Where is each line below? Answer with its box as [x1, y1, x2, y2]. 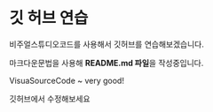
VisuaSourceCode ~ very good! [9, 75, 124, 86]
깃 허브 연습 [9, 8, 89, 28]
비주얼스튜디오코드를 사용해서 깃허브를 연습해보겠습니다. [9, 39, 204, 49]
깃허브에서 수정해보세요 [9, 93, 91, 104]
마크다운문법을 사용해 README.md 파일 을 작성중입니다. [9, 57, 204, 68]
